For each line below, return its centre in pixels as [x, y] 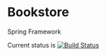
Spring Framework [34, 31]
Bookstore [38, 12]
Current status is [31, 45]
